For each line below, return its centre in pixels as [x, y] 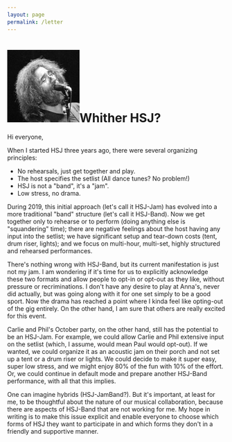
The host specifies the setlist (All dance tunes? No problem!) [104, 179]
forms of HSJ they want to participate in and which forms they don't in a [110, 424]
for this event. [27, 316]
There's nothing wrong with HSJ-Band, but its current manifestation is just [113, 264]
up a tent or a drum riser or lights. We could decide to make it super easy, [112, 359]
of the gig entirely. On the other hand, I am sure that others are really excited [116, 309]
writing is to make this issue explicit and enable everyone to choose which [113, 417]
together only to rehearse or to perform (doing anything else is [96, 221]
